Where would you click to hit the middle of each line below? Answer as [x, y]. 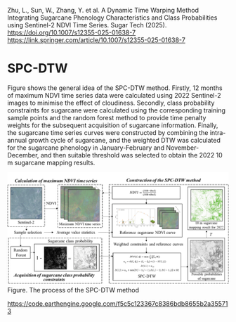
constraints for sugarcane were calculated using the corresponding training [117, 110]
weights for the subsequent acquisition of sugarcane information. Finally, [113, 125]
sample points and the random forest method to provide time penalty [107, 117]
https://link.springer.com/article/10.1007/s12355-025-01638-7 [97, 40]
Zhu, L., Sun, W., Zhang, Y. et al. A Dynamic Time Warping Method [103, 10]
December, [23, 155]
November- [183, 148]
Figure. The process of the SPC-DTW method [73, 290]
